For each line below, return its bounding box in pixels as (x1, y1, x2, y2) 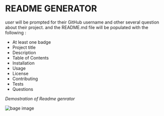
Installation (12, 60, 35, 66)
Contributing (12, 76, 38, 82)
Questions (12, 86, 34, 92)
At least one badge (12, 39, 51, 45)
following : (5, 29, 26, 35)
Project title (12, 44, 36, 50)
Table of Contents (12, 55, 49, 60)
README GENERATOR (5, 3, 97, 14)
